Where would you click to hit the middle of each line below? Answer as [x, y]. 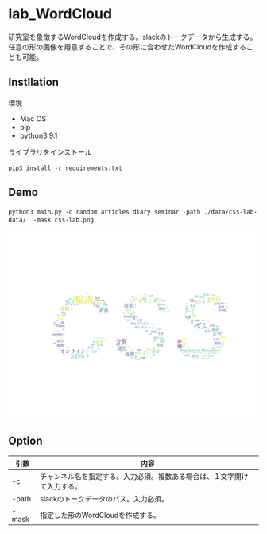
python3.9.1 [39, 135]
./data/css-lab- [231, 212]
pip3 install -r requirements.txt [66, 168]
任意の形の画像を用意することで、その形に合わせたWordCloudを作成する [127, 47]
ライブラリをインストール [50, 151]
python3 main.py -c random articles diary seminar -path [104, 212]
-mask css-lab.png [63, 220]
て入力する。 [60, 486]
